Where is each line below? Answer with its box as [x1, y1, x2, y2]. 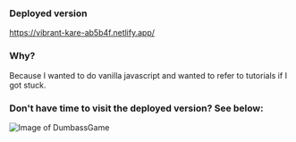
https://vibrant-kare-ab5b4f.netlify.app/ [9, 28, 155, 38]
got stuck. [9, 79, 47, 90]
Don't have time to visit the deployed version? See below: [9, 102, 264, 114]
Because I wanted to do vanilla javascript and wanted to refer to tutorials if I [9, 70, 288, 80]
